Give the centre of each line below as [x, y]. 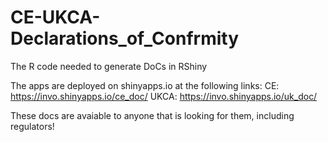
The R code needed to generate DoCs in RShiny [109, 66]
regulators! [32, 126]
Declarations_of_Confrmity [125, 38]
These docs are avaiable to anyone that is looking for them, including [152, 115]
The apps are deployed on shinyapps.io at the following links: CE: [145, 85]
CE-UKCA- [55, 17]
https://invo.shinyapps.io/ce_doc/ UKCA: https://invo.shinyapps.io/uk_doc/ [164, 96]
